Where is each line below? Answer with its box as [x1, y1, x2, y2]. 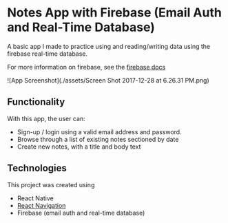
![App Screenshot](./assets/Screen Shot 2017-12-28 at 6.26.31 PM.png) [7, 76, 210, 84]
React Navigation [17, 201, 66, 209]
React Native [17, 194, 54, 202]
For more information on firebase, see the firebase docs [7, 63, 166, 71]
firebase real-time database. [7, 50, 88, 58]
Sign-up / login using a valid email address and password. [17, 127, 182, 136]
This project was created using [7, 180, 95, 189]
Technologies [7, 162, 68, 174]
